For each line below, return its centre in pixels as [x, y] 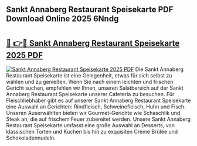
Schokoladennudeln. [31, 138]
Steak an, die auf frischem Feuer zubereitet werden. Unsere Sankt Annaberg [98, 119]
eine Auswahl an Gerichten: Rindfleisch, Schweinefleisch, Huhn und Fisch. [96, 107]
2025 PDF [24, 55]
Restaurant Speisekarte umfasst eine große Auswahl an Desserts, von [90, 125]
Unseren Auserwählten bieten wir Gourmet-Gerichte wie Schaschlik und [93, 113]
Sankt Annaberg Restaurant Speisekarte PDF [90, 10]
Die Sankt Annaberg [159, 69]
